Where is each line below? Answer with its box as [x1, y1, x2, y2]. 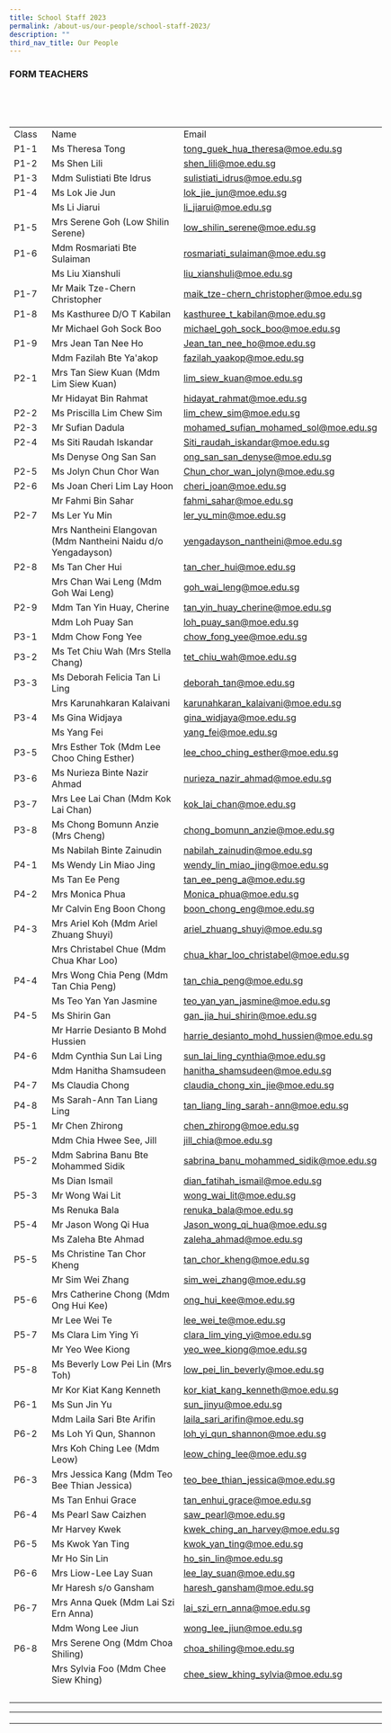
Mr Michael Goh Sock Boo [51, 322, 162, 335]
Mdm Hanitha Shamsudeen [51, 1064, 166, 1076]
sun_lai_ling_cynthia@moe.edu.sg [182, 1050, 326, 1062]
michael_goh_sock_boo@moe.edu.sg [182, 322, 341, 335]
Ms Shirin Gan [51, 1009, 111, 1022]
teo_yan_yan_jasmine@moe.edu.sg [182, 995, 331, 1007]
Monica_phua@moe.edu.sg [182, 888, 299, 900]
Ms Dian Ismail [51, 1175, 113, 1187]
